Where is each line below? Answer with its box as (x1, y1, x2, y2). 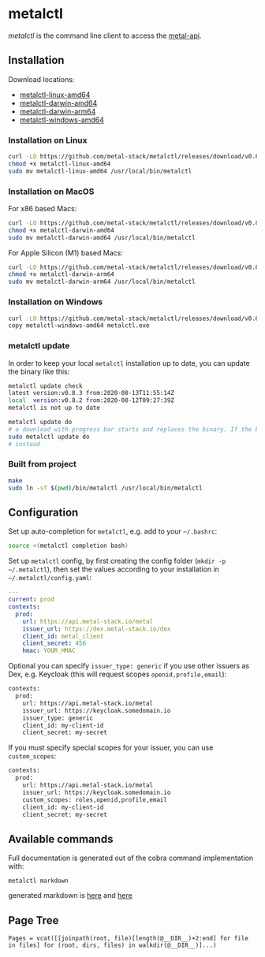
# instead (8, 440, 41, 448)
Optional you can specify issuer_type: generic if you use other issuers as (8, 661, 250, 671)
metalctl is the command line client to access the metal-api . (8, 31, 202, 40)
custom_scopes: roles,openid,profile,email (22, 795, 168, 804)
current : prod (8, 596, 55, 604)
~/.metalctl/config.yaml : (8, 573, 92, 583)
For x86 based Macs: (8, 203, 77, 213)
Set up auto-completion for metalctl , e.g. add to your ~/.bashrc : (8, 527, 218, 536)
